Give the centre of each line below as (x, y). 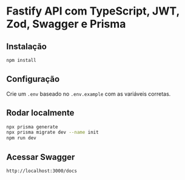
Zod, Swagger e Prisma (66, 24)
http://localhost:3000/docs (42, 171)
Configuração (33, 79)
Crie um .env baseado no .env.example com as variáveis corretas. (89, 94)
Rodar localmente (40, 113)
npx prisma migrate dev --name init (52, 132)
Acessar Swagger (41, 157)
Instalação (27, 46)
